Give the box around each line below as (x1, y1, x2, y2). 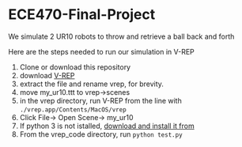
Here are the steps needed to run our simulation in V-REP (8, 47, 195, 56)
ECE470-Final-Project (8, 6, 156, 24)
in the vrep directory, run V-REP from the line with (19, 96, 182, 105)
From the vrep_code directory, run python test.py (19, 129, 183, 139)
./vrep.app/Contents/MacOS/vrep (19, 105, 127, 114)
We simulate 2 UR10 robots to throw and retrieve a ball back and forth (8, 32, 235, 41)
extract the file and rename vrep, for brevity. (19, 79, 164, 89)
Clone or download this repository (19, 62, 131, 72)
